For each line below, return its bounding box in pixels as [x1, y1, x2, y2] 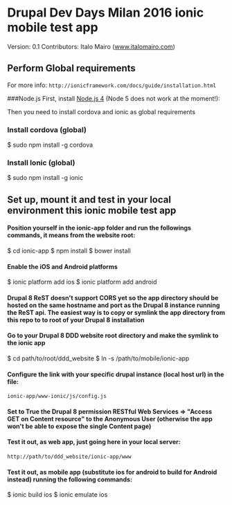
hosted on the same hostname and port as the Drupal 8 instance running [7, 301, 220, 309]
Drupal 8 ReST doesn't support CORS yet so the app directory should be [7, 293, 219, 302]
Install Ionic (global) [7, 158, 75, 167]
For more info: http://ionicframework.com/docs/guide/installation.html [7, 81, 217, 89]
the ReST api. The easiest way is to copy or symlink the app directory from [7, 308, 226, 316]
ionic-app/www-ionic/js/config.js [7, 393, 107, 400]
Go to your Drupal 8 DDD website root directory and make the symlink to [7, 331, 219, 340]
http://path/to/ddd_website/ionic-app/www [7, 453, 132, 460]
